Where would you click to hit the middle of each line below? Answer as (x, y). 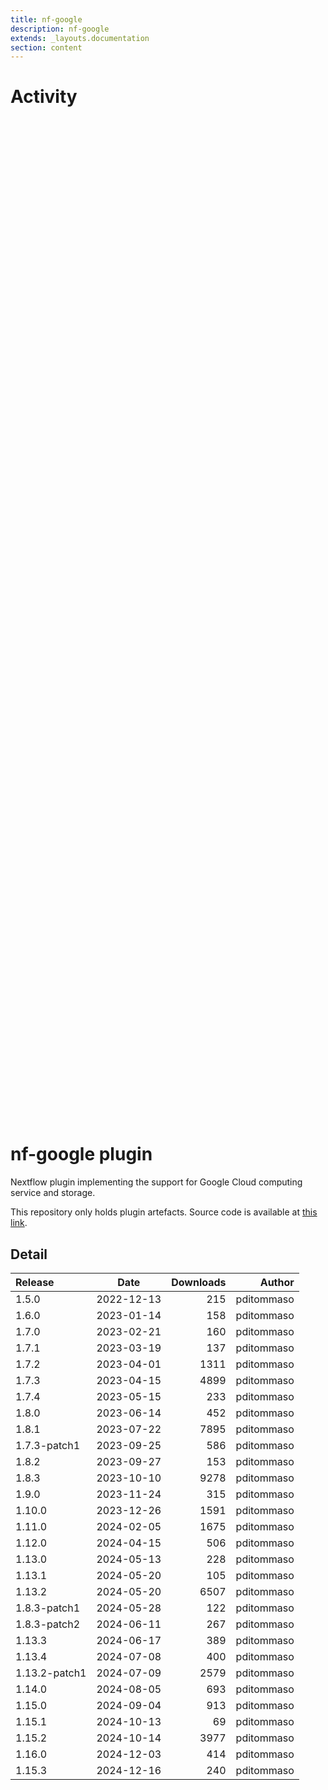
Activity (44, 97)
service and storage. (53, 1193)
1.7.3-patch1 (48, 1445)
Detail (29, 1254)
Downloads (199, 1282)
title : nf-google (46, 19)
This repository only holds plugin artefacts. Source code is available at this (164, 1212)
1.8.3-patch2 (48, 1624)
